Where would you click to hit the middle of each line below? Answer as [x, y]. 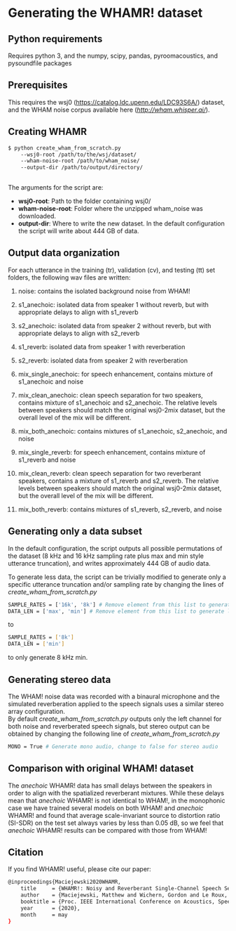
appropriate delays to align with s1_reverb [78, 312]
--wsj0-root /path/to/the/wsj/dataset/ [79, 155]
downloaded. [37, 216]
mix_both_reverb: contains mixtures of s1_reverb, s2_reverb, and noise [120, 509]
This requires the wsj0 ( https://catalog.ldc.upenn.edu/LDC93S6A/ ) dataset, [117, 102]
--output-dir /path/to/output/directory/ [82, 168]
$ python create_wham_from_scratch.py [64, 148]
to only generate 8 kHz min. [48, 658]
